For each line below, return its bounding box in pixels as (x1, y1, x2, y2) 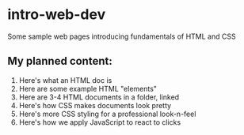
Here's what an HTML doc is (18, 75, 112, 84)
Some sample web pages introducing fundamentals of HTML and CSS (7, 32, 236, 41)
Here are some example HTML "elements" (18, 84, 158, 93)
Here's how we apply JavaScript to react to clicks (18, 117, 181, 127)
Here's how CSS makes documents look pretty (18, 100, 172, 110)
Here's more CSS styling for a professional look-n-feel (18, 109, 196, 118)
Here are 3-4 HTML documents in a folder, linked (18, 92, 180, 102)
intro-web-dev (7, 6, 106, 24)
